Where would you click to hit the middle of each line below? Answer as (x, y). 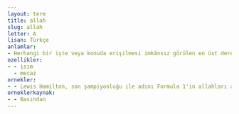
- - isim (20, 67)
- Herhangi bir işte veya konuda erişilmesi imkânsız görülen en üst (113, 54)
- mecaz (25, 73)
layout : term (27, 14)
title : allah (27, 21)
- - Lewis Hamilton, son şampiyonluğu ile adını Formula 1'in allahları (117, 86)
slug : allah (25, 27)
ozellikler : (25, 60)
